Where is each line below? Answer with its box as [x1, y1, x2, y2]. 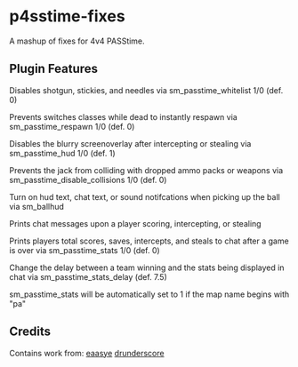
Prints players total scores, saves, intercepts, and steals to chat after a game [9, 235, 289, 246]
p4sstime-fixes [9, 6, 126, 27]
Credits [9, 324, 52, 339]
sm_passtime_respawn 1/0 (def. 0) [9, 121, 135, 132]
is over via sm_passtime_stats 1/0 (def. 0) [9, 244, 160, 255]
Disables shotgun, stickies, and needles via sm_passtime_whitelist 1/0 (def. [9, 84, 284, 95]
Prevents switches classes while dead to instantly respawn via [9, 111, 238, 122]
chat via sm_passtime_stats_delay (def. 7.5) [9, 271, 167, 282]
